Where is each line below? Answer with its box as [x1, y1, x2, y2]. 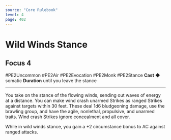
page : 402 [5, 17, 26, 22]
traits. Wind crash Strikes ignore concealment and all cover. [5, 114, 130, 120]
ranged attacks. [5, 129, 38, 135]
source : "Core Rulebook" [5, 7, 58, 13]
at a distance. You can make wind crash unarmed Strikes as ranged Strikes [5, 97, 162, 104]
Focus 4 [5, 59, 32, 67]
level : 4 [5, 12, 24, 17]
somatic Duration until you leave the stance [5, 78, 97, 84]
